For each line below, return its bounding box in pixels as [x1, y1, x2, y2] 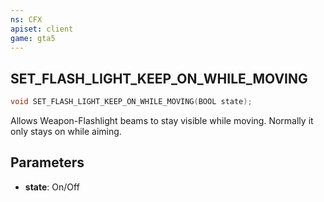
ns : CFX [10, 14, 43, 25]
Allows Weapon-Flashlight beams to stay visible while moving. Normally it [10, 115, 314, 127]
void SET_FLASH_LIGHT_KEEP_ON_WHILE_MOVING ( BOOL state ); [10, 97, 253, 107]
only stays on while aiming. [10, 126, 122, 138]
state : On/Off [24, 181, 80, 193]
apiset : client [10, 24, 74, 34]
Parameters [10, 154, 85, 171]
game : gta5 [10, 33, 56, 43]
